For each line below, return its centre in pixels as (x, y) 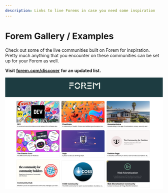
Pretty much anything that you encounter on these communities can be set (82, 55)
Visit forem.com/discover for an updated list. (53, 70)
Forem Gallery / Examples (59, 36)
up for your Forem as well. (32, 61)
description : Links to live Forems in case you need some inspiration (80, 11)
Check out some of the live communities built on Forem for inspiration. (77, 50)
